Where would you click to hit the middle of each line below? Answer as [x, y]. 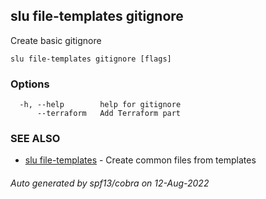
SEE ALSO [35, 139]
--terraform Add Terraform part [109, 114]
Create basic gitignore [56, 40]
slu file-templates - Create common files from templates [140, 160]
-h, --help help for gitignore [100, 105]
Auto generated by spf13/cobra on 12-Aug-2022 [110, 183]
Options [30, 84]
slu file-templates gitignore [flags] [91, 59]
